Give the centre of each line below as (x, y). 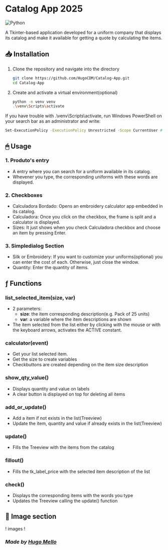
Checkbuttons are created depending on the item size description (80, 365)
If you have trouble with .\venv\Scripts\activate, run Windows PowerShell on (83, 116)
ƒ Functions (23, 283)
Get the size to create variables (45, 359)
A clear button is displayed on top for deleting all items (69, 394)
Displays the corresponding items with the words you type (73, 495)
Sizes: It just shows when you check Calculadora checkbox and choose (86, 227)
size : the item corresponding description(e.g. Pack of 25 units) (85, 314)
